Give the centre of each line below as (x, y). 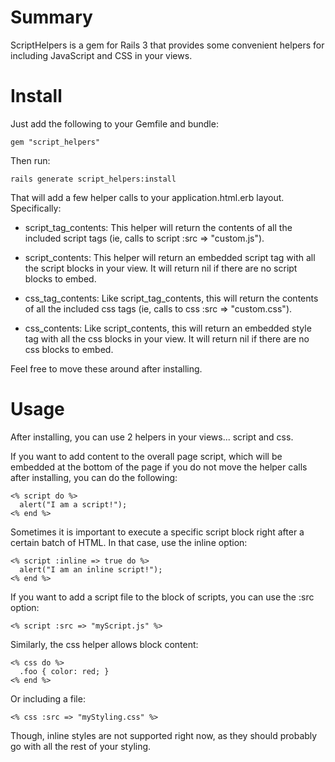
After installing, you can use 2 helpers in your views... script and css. (152, 437)
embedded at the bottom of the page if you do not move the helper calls (159, 467)
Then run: (30, 160)
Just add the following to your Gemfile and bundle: (114, 123)
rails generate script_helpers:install (93, 179)
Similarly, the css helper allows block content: (104, 644)
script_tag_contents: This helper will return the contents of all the (158, 227)
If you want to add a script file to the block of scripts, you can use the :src (162, 597)
